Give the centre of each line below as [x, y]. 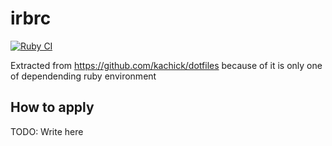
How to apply [52, 107]
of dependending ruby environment [83, 76]
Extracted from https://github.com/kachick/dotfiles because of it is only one [166, 65]
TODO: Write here [47, 131]
